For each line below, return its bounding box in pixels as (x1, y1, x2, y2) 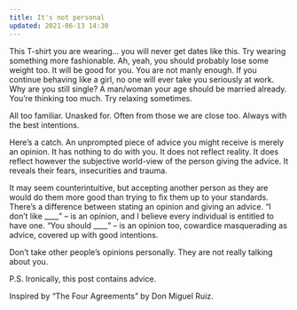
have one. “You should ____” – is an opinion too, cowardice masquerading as (9, 219, 288, 231)
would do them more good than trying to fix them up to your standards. (9, 192, 269, 203)
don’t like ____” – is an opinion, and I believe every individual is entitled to (9, 211, 275, 221)
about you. (9, 256, 49, 266)
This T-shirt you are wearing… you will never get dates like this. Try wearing (9, 45, 286, 56)
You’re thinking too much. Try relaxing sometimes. (9, 92, 192, 103)
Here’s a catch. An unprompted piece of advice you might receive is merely (9, 137, 285, 147)
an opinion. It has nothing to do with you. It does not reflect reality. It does (9, 146, 279, 156)
